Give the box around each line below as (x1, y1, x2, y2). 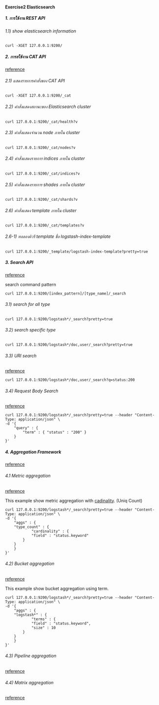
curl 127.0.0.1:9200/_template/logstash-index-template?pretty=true (5, 249, 148, 254)
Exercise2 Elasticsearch (5, 4, 55, 10)
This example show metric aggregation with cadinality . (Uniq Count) (5, 497, 143, 503)
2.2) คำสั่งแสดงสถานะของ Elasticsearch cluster (5, 104, 91, 110)
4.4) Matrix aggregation (5, 679, 54, 685)
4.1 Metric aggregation (5, 473, 51, 479)
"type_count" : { (14, 524, 50, 529)
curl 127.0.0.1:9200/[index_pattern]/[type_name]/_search (5, 291, 126, 296)
